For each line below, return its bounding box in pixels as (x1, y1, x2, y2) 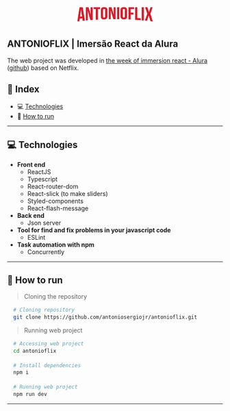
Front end (16, 160, 46, 169)
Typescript (27, 175, 58, 184)
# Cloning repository (13, 307, 75, 314)
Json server (27, 219, 62, 227)
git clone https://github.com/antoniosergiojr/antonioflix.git (13, 314, 197, 321)
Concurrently (27, 248, 65, 256)
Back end (16, 212, 44, 220)
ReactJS (27, 168, 51, 176)
